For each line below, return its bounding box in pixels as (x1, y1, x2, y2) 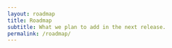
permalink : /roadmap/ (7, 30, 71, 37)
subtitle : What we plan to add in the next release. (7, 23, 166, 30)
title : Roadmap (7, 17, 52, 24)
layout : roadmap (7, 10, 55, 18)
